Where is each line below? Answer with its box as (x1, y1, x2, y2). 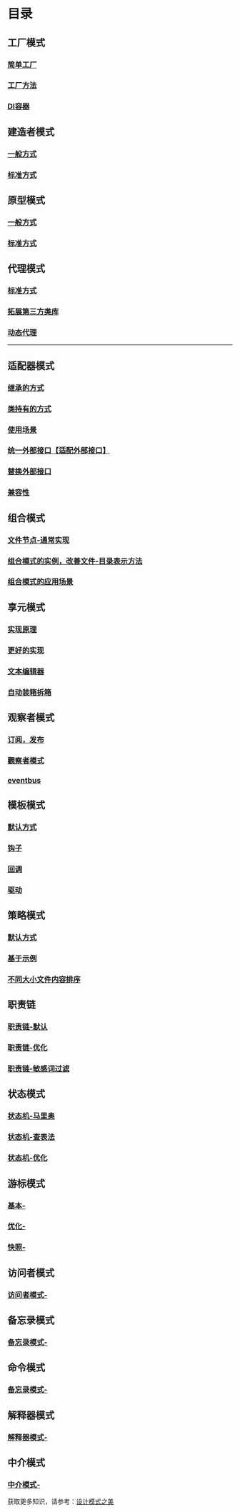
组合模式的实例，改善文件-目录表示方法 (7, 556, 143, 566)
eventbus (7, 775, 41, 785)
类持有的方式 (7, 404, 52, 414)
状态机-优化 (7, 1153, 48, 1163)
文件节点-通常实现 (7, 535, 70, 545)
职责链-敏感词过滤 (7, 1064, 70, 1074)
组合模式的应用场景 (7, 577, 74, 587)
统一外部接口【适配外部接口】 (7, 446, 111, 456)
